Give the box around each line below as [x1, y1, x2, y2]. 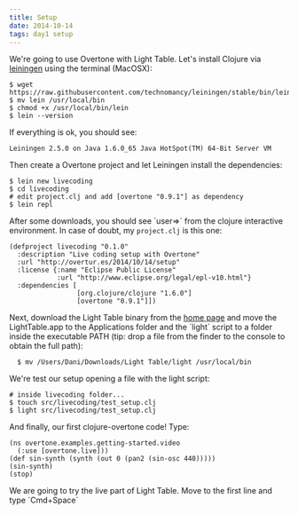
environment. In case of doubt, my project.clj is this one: [9, 225, 223, 236]
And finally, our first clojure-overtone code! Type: [9, 422, 190, 432]
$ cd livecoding [9, 185, 69, 194]
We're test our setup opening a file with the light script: [9, 374, 210, 384]
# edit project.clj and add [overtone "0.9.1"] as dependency [9, 193, 244, 202]
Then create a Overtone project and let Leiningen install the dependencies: [9, 160, 283, 170]
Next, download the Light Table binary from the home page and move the [9, 312, 278, 323]
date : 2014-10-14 [9, 21, 74, 30]
